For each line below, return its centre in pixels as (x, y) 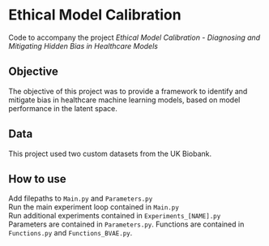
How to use (37, 179)
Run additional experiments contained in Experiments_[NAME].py (115, 216)
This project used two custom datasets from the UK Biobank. (110, 153)
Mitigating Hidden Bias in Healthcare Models (83, 45)
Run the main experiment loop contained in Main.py (94, 207)
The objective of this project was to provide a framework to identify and (128, 91)
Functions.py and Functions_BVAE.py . (70, 233)
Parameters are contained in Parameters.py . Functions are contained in (126, 224)
